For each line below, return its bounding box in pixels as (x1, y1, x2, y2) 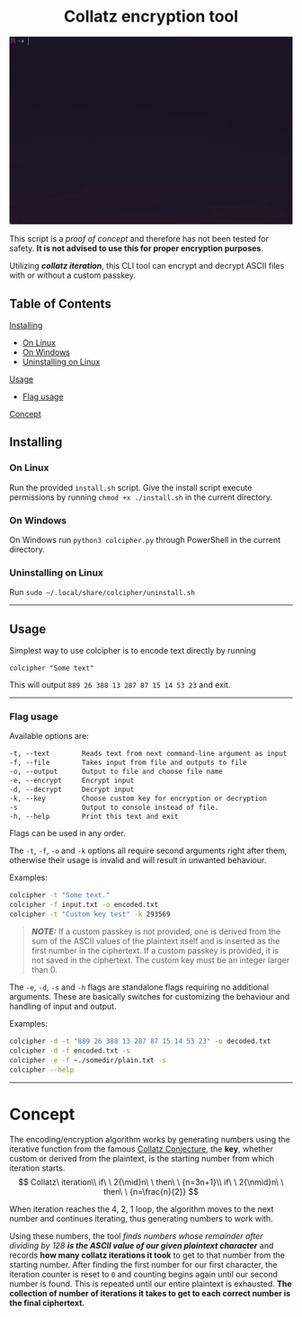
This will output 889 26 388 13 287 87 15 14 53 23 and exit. (9, 680, 231, 690)
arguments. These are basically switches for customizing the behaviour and (9, 992, 290, 1002)
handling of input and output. (9, 1001, 117, 1012)
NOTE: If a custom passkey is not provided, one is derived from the (31, 926, 281, 937)
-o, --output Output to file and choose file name (9, 767, 223, 777)
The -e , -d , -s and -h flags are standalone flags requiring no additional (9, 982, 270, 992)
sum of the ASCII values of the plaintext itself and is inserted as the (31, 936, 280, 947)
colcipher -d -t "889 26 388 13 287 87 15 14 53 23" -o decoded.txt (9, 1037, 271, 1046)
